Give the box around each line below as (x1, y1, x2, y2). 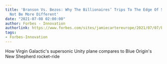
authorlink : (5, 26, 30, 31)
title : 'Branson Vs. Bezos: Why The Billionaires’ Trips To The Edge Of (5, 7, 159, 12)
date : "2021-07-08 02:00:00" (5, 16, 66, 21)
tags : (5, 30, 16, 35)
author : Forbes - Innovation (5, 21, 66, 26)
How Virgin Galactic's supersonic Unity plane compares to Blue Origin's (5, 48, 152, 54)
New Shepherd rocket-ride (5, 53, 60, 59)
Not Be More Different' (9, 12, 59, 17)
